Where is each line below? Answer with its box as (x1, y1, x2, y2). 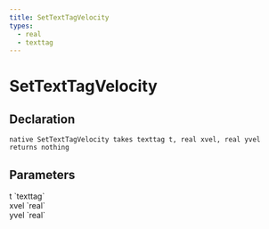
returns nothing (9, 143, 69, 152)
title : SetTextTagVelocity (9, 12, 110, 22)
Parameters (9, 167, 76, 183)
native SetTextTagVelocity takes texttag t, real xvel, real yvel (9, 135, 261, 144)
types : (9, 21, 34, 30)
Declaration (9, 111, 76, 127)
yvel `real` (9, 210, 46, 221)
